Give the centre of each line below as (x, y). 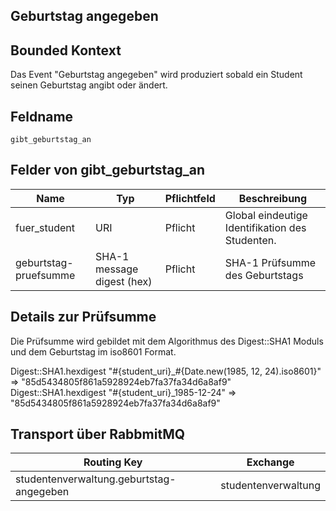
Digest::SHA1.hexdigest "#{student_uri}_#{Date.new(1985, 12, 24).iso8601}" (166, 371)
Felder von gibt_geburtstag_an (108, 170)
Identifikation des (265, 227)
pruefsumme (45, 275)
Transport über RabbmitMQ (98, 434)
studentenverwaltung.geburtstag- (96, 479)
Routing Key (113, 462)
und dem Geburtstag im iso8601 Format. (93, 351)
